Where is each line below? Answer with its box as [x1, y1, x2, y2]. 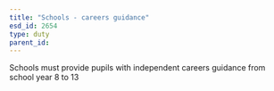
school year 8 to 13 [9, 72, 79, 83]
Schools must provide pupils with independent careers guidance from [9, 62, 266, 73]
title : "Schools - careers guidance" [9, 12, 150, 22]
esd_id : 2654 [9, 21, 58, 30]
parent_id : [9, 37, 50, 47]
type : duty [9, 29, 50, 38]
